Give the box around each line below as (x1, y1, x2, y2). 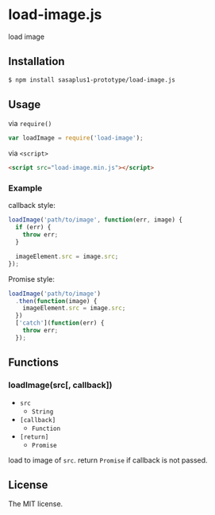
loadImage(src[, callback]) (8, 379, 113, 390)
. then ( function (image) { (15, 297, 98, 305)
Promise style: (8, 274, 56, 283)
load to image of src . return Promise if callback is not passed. (8, 455, 208, 465)
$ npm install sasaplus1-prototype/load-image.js (8, 75, 176, 84)
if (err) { (15, 224, 52, 232)
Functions (8, 356, 60, 370)
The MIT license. (8, 499, 63, 509)
